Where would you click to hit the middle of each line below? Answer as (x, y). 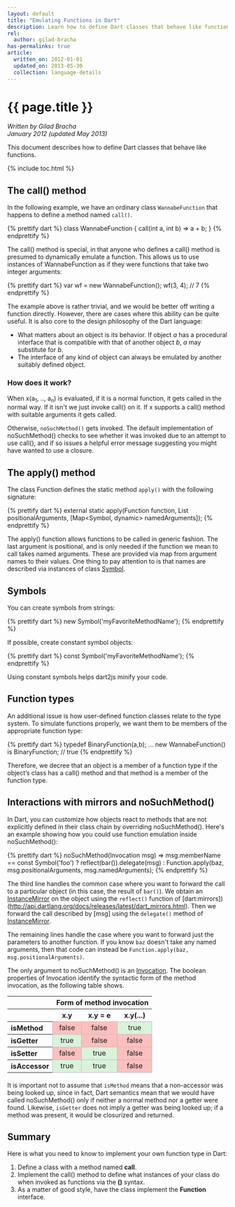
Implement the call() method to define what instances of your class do (119, 1175)
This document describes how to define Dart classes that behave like (107, 147)
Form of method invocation (102, 1002)
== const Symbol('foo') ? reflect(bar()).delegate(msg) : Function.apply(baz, (115, 862)
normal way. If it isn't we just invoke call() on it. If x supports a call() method (116, 407)
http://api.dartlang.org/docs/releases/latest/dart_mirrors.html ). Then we (113, 906)
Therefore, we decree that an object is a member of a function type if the (113, 765)
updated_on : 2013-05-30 (48, 66)
